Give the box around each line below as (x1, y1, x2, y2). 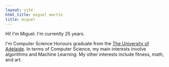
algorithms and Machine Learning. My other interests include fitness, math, (5, 51, 164, 57)
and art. (5, 57, 22, 63)
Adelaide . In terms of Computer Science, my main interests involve (5, 46, 146, 52)
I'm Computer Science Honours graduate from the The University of (5, 41, 149, 47)
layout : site (5, 7, 33, 13)
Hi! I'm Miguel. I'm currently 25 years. (5, 31, 85, 37)
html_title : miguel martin (5, 12, 63, 17)
